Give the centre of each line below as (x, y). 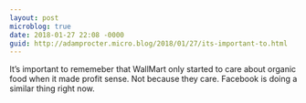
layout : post (34, 18)
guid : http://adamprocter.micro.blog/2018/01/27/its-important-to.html (148, 43)
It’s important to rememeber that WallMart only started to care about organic (153, 69)
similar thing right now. (52, 88)
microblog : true (40, 26)
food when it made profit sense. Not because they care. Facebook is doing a (153, 79)
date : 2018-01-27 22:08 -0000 (67, 35)
